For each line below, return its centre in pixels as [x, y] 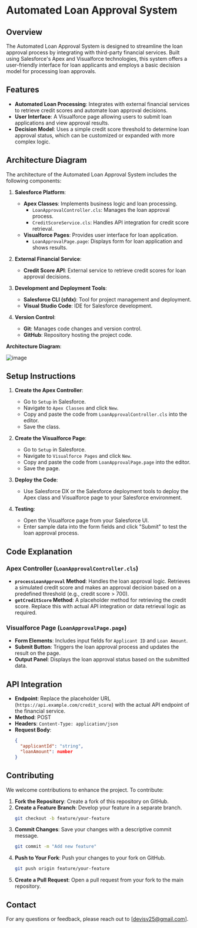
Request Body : [33, 730]
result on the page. [37, 653]
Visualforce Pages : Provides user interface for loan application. [101, 235]
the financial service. [40, 711]
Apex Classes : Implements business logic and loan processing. [100, 204]
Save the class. [42, 427]
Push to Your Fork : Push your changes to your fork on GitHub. [90, 858]
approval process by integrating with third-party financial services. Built [93, 53]
